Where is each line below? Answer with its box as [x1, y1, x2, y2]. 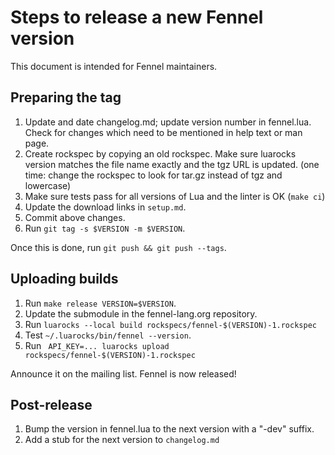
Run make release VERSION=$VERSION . [24, 297, 177, 309]
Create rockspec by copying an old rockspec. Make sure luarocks [24, 147, 297, 160]
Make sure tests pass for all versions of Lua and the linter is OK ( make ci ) [24, 190, 326, 202]
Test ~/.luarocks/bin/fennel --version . [24, 329, 192, 341]
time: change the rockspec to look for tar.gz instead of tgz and [24, 169, 283, 181]
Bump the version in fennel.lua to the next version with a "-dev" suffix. [24, 423, 315, 435]
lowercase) [24, 179, 72, 191]
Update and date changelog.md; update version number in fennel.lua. [24, 116, 312, 128]
